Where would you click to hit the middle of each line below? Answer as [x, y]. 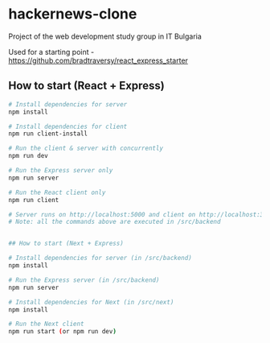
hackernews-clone [73, 14]
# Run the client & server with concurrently [86, 149]
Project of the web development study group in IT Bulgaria [105, 36]
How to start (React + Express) [86, 86]
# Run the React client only [57, 192]
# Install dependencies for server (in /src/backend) [100, 258]
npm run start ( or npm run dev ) [62, 332]
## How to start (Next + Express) [66, 244]
